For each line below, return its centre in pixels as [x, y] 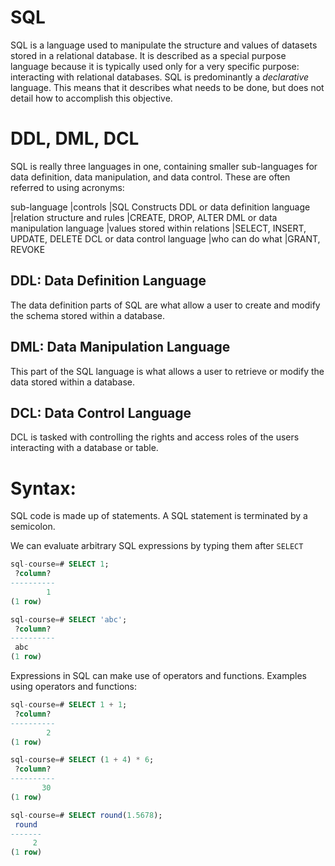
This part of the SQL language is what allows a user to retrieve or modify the [167, 371]
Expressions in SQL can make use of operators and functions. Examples [158, 675]
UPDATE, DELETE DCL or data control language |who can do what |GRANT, [165, 238]
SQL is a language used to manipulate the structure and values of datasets [164, 45]
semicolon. [33, 527]
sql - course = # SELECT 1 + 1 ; [69, 705]
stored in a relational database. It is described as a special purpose [148, 55]
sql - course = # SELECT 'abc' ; [69, 619]
